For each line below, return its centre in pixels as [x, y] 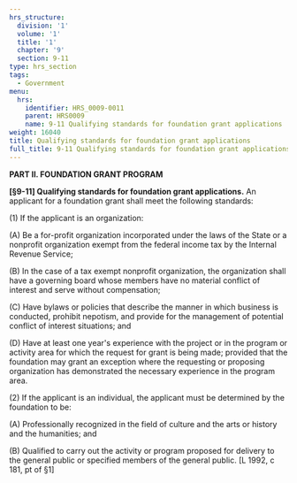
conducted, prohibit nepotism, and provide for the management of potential [147, 316]
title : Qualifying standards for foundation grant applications [130, 141]
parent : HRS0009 [55, 116]
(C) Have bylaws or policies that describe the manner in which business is [144, 307]
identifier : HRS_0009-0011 [75, 108]
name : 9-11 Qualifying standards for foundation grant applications [154, 125]
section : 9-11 [43, 58]
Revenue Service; [41, 254]
